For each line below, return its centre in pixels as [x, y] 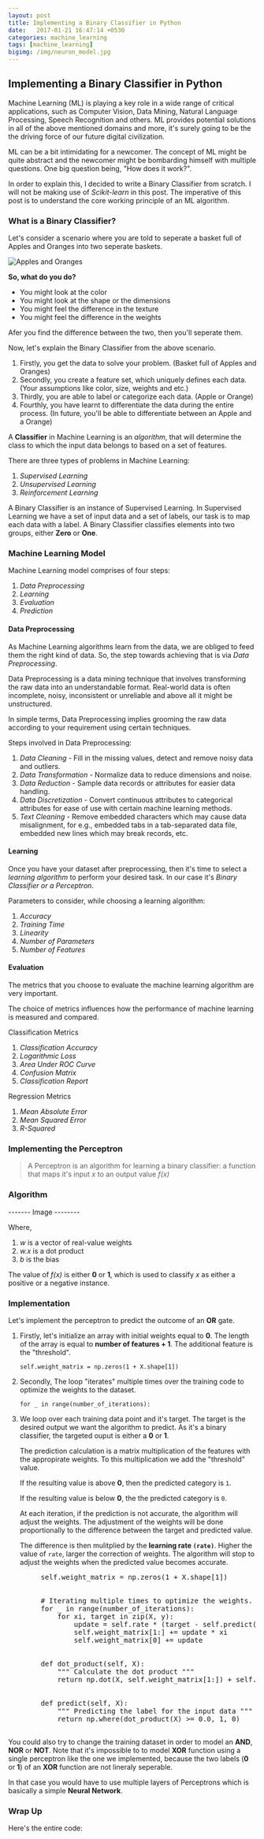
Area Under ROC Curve [58, 1064]
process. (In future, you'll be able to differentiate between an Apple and [136, 414]
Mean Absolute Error [54, 1112]
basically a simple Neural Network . [66, 1790]
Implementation [39, 1303]
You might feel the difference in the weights [90, 318]
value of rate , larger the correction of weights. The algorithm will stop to [137, 1554]
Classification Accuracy [59, 1048]
